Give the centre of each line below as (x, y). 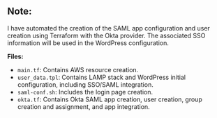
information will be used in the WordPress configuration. (88, 43)
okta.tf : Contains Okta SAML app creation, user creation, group (110, 99)
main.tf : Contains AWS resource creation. (78, 69)
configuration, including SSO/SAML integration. (85, 84)
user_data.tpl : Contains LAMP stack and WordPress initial (102, 77)
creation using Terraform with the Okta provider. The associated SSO (106, 35)
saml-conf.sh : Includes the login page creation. (85, 92)
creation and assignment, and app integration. (83, 106)
